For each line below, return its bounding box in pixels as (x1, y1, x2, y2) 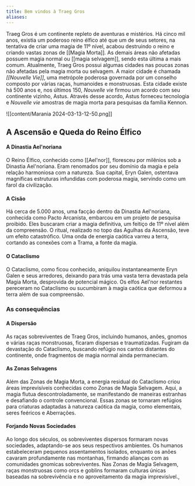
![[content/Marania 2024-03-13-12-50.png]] (6, 110, 112, 117)
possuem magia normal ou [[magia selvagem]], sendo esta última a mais (6, 55, 182, 62)
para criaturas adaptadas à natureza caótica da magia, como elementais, (6, 403, 182, 410)
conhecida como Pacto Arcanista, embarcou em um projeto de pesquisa (6, 214, 180, 221)
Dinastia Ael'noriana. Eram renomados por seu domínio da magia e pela (6, 163, 179, 170)
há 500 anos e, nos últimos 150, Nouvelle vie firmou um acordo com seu (6, 86, 180, 93)
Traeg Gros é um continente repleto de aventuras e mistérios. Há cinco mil (6, 30, 186, 37)
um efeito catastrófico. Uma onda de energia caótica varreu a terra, (6, 233, 169, 240)
